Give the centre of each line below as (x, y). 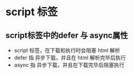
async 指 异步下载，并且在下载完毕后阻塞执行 (69, 65)
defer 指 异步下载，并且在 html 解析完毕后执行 (70, 58)
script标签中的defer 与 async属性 (67, 35)
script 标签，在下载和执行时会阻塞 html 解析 (67, 50)
